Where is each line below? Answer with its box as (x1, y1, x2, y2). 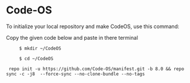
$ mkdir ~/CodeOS (19, 45, 61, 51)
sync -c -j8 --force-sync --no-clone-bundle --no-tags (6, 71, 145, 77)
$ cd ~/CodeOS (19, 56, 54, 61)
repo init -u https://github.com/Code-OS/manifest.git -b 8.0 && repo (8, 65, 184, 72)
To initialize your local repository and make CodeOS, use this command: (6, 23, 179, 30)
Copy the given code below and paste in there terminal (6, 34, 139, 41)
